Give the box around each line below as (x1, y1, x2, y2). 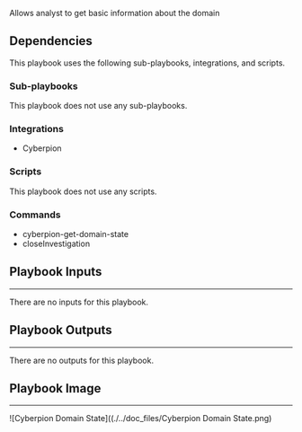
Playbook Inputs (9, 264, 102, 279)
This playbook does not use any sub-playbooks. (9, 101, 188, 111)
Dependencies (9, 33, 93, 48)
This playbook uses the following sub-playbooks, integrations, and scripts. (9, 57, 286, 68)
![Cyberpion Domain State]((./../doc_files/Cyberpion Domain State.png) (9, 413, 272, 424)
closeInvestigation (22, 238, 91, 249)
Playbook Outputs (9, 322, 112, 338)
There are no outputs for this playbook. (9, 355, 155, 366)
